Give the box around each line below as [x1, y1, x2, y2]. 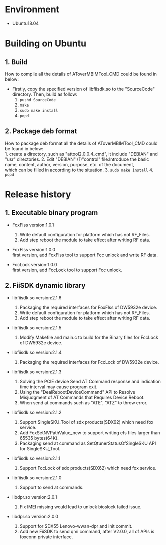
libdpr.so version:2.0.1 [12, 494, 57, 500]
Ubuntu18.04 [12, 20, 39, 26]
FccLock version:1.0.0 [12, 261, 57, 267]
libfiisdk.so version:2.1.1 [12, 455, 61, 461]
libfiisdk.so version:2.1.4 [12, 349, 62, 355]
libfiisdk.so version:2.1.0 [12, 474, 62, 481]
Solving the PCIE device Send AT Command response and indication [19, 378, 161, 384]
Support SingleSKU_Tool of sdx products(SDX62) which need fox [19, 419, 154, 425]
